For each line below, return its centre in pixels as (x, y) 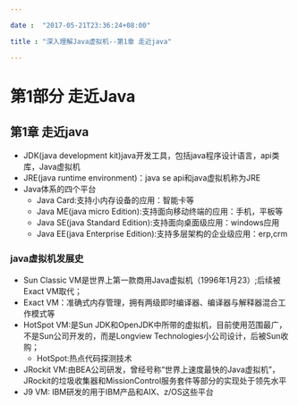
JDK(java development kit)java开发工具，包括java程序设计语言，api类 (151, 155)
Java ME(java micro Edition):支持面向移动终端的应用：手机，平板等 (160, 211)
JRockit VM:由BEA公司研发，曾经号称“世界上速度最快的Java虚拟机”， (151, 369)
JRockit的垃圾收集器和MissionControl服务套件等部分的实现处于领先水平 (155, 380)
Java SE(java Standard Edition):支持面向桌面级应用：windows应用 (158, 222)
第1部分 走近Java (73, 96)
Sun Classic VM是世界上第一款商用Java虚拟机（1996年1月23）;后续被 (152, 280)
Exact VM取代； (53, 291)
